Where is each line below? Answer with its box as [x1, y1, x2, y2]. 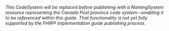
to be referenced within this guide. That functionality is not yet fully [5, 15, 148, 20]
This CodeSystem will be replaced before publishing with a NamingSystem [5, 4, 164, 10]
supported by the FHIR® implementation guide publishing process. [5, 20, 146, 26]
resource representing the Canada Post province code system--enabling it [5, 9, 164, 15]
